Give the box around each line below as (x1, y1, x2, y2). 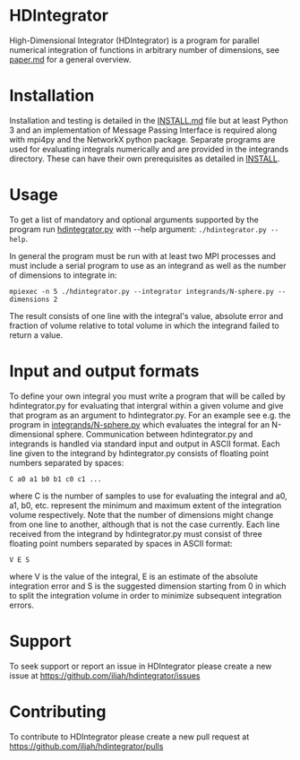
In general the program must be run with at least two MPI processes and (9, 250, 276, 261)
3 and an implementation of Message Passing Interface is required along (9, 125, 278, 135)
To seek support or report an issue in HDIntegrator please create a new (9, 661, 272, 671)
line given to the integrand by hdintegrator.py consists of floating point (9, 447, 269, 458)
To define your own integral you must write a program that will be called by (9, 391, 286, 402)
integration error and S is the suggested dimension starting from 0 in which (9, 580, 287, 592)
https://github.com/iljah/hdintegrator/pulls (9, 740, 164, 751)
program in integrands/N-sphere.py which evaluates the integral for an (9, 419, 270, 430)
